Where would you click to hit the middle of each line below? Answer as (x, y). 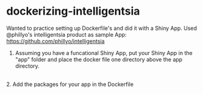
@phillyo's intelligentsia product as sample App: (66, 34)
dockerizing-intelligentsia (73, 11)
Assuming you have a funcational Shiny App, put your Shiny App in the (104, 52)
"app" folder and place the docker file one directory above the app (99, 59)
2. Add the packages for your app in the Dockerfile (70, 84)
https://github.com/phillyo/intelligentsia (55, 41)
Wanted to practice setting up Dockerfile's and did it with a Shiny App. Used (101, 28)
